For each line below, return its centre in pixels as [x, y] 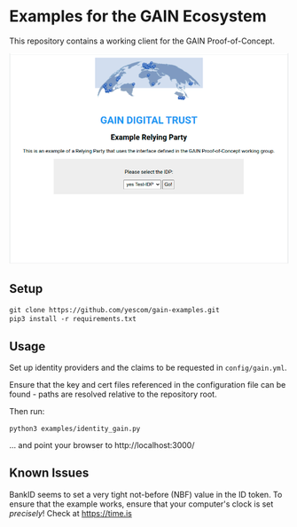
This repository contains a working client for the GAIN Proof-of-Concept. [142, 41]
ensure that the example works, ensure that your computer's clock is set [141, 504]
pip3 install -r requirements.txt [73, 319]
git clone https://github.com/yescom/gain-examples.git [114, 311]
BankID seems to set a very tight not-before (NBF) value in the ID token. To [146, 494]
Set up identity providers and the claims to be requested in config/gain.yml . [148, 368]
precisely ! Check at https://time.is [71, 513]
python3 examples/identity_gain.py [75, 429]
